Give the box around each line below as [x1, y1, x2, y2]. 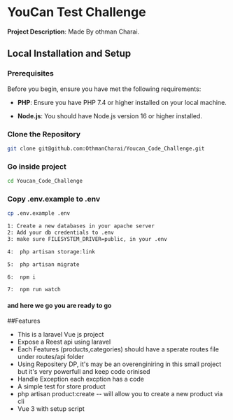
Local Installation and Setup [7, 48, 132, 59]
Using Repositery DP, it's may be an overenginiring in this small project [17, 360, 222, 368]
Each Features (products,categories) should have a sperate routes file [17, 345, 219, 353]
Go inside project [7, 162, 66, 171]
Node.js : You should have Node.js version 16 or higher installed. [17, 111, 203, 120]
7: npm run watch [7, 286, 61, 293]
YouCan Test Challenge [7, 4, 146, 20]
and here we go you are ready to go [7, 301, 112, 309]
